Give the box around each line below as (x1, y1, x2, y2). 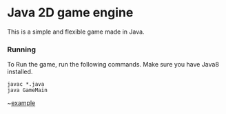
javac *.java (7, 81, 45, 88)
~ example (7, 99, 36, 107)
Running (7, 45, 37, 54)
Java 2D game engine (7, 5, 134, 21)
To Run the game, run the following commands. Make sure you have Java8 (7, 60, 219, 69)
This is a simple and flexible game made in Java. (7, 27, 145, 36)
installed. (7, 67, 33, 76)
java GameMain (7, 87, 48, 94)
